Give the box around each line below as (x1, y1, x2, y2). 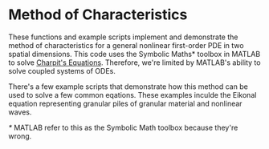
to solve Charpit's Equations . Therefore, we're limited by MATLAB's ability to (8, 58, 261, 67)
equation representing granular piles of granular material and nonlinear (8, 99, 243, 108)
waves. (8, 107, 32, 117)
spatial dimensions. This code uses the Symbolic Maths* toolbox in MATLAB (8, 49, 261, 58)
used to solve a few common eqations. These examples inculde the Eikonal (8, 90, 257, 99)
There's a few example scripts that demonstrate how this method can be (8, 82, 249, 91)
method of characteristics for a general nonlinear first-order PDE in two (8, 40, 244, 50)
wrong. (8, 131, 32, 141)
